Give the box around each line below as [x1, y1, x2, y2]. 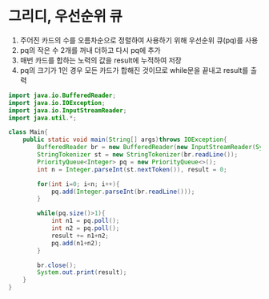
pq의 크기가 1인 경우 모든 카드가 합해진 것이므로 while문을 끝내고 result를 [19, 65, 249, 75]
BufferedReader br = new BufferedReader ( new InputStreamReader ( [37, 143, 256, 152]
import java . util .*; [8, 114, 78, 122]
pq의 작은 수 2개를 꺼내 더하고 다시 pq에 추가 [19, 45, 162, 55]
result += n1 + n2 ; [50, 232, 110, 240]
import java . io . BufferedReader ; [8, 91, 116, 99]
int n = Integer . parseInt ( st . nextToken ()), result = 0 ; [37, 165, 227, 173]
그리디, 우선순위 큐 [8, 7, 122, 26]
